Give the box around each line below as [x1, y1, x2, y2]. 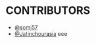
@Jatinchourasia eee [14, 30, 68, 37]
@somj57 [14, 24, 38, 31]
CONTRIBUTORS [5, 4, 91, 18]
